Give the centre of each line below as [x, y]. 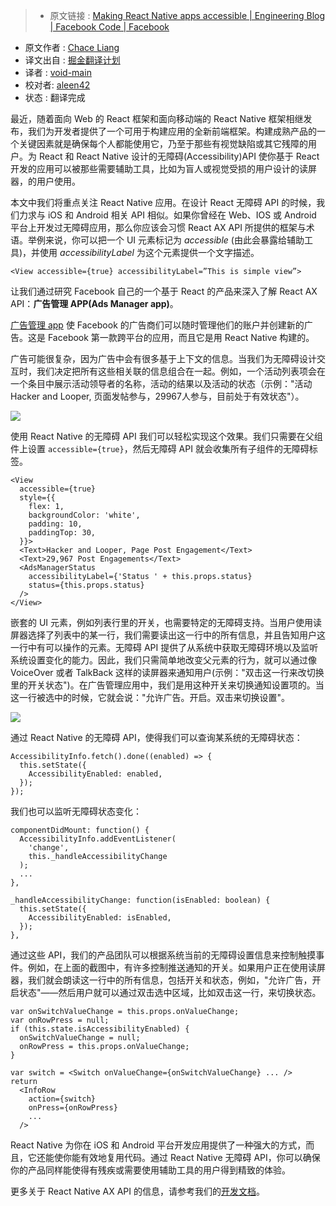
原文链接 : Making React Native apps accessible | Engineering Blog [187, 15]
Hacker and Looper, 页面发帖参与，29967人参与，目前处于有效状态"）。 [157, 396]
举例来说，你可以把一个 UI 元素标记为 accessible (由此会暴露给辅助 [166, 240]
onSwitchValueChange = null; [80, 1038]
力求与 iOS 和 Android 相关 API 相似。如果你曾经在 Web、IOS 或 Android [167, 215]
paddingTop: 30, [62, 533]
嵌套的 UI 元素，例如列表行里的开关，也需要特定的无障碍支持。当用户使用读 [166, 622]
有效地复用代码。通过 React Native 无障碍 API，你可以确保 [200, 1157]
